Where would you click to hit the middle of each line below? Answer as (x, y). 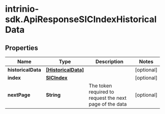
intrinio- (22, 9)
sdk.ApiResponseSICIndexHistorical (81, 19)
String (53, 95)
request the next (108, 98)
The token (100, 86)
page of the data (108, 104)
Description (110, 61)
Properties (22, 48)
